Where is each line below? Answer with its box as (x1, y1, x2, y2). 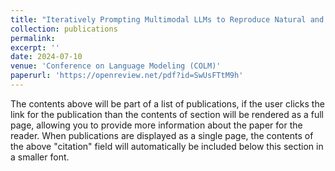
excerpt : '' (10, 42, 60, 53)
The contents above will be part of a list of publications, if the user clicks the (10, 97, 325, 110)
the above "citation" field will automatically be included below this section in (10, 140, 324, 152)
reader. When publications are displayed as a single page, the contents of (10, 129, 314, 141)
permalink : (10, 33, 56, 43)
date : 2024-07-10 (10, 52, 83, 62)
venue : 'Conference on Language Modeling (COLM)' (10, 61, 222, 71)
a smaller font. (10, 151, 70, 163)
